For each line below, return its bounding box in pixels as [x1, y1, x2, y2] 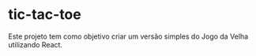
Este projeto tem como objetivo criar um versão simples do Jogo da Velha [8, 32, 249, 41]
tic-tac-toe [8, 6, 81, 24]
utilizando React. [8, 39, 63, 49]
